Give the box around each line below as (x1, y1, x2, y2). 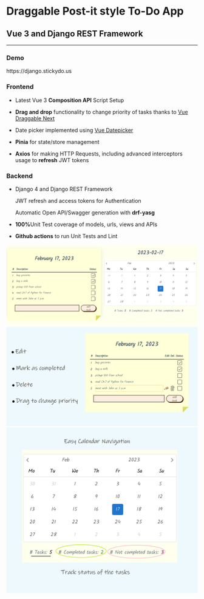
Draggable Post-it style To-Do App (6, 4, 184, 18)
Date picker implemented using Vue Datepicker (15, 126, 134, 134)
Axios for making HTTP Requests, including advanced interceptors (15, 150, 183, 157)
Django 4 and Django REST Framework (15, 185, 113, 193)
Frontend (6, 83, 34, 91)
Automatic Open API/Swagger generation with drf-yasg (15, 208, 155, 216)
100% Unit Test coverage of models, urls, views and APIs (15, 221, 158, 228)
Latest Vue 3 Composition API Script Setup (15, 96, 124, 104)
